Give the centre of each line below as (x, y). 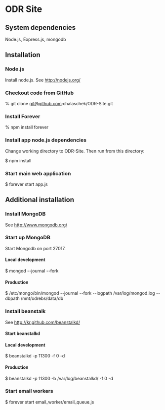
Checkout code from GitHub (40, 93)
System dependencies (40, 28)
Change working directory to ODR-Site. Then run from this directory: (75, 151)
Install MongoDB (25, 214)
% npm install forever (27, 127)
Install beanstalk (25, 311)
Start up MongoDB (28, 238)
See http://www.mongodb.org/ (36, 225)
